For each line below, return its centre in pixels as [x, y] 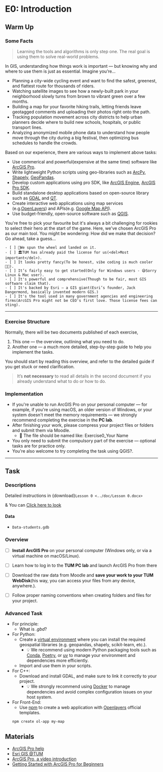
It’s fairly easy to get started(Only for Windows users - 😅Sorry [87, 271]
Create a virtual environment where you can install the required [82, 639]
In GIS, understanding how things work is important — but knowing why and [81, 66]
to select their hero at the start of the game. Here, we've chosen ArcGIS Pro [81, 228]
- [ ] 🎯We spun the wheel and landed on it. [51, 247]
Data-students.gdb [31, 528]
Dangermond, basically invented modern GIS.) [52, 292]
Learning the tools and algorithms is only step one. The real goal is [83, 51]
